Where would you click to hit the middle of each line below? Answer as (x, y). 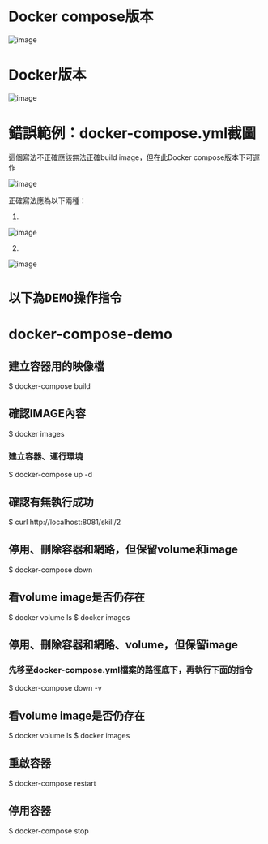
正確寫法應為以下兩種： (47, 200)
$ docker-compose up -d (51, 475)
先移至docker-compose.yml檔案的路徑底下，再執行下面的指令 (130, 670)
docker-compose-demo (90, 334)
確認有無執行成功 (51, 502)
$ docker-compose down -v (55, 688)
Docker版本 (47, 75)
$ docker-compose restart (52, 783)
